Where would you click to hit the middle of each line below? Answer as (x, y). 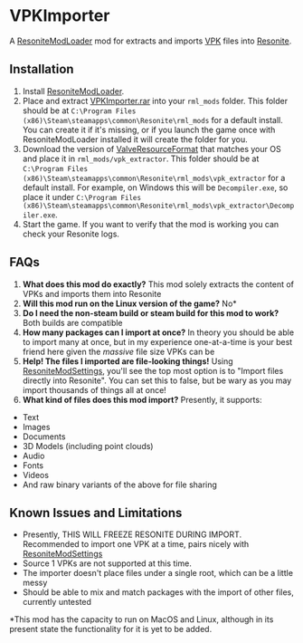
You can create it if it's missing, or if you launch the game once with (149, 130)
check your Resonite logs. (71, 234)
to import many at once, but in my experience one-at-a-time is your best (157, 341)
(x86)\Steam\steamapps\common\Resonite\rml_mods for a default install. (152, 120)
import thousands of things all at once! (95, 389)
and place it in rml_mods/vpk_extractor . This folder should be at (141, 158)
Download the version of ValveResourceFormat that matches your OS (152, 149)
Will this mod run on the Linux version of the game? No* (129, 303)
